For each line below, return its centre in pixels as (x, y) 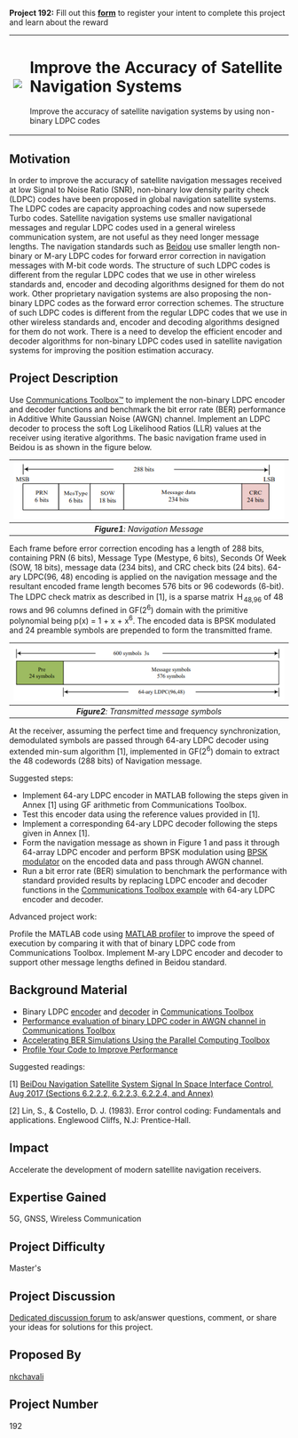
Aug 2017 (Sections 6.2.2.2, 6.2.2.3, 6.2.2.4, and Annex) (112, 1093)
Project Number (54, 1405)
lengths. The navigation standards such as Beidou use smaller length (135, 246)
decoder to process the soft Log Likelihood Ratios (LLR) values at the (135, 428)
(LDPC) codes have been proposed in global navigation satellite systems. (143, 199)
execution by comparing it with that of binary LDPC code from (122, 943)
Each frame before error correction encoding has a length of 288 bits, (137, 549)
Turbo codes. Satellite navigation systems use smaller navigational (131, 218)
